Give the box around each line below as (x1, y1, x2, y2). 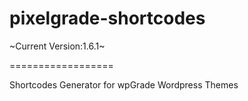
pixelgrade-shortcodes (9, 7, 206, 30)
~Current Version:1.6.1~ (9, 40, 106, 52)
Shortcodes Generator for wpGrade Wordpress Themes (9, 78, 239, 91)
